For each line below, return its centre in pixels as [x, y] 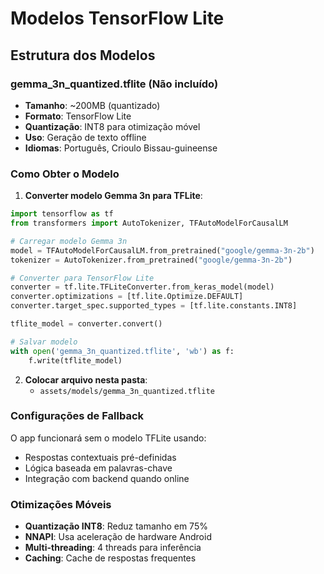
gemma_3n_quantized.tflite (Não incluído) [114, 84]
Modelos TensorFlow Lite [117, 18]
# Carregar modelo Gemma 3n [69, 241]
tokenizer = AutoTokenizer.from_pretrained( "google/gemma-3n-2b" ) [151, 260]
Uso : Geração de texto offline [85, 137]
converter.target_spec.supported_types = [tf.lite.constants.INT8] [154, 306]
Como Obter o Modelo [65, 174]
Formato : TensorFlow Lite [78, 116]
